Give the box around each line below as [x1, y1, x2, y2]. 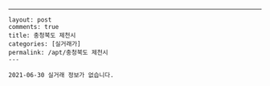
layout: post [8, 16, 52, 24]
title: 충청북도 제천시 [8, 31, 76, 39]
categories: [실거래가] [8, 40, 81, 48]
